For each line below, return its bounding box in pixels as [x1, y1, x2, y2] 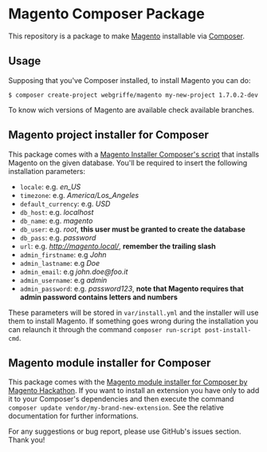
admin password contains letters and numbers [19, 292, 178, 302]
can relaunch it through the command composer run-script [8, 324, 202, 334]
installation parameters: [8, 166, 86, 176]
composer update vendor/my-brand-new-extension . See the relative [8, 402, 225, 412]
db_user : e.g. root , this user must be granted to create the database [19, 224, 245, 234]
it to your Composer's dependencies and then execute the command [8, 395, 234, 404]
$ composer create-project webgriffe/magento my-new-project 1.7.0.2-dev [8, 91, 259, 99]
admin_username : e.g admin [19, 275, 108, 284]
